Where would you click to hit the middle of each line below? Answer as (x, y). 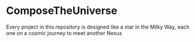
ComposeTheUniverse (62, 11)
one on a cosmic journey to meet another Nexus (64, 33)
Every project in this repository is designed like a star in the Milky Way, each (98, 27)
